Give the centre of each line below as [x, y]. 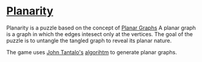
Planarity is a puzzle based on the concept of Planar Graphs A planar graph [101, 28]
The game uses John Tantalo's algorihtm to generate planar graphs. [92, 52]
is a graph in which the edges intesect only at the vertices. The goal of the [100, 34]
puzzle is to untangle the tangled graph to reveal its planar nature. [89, 40]
